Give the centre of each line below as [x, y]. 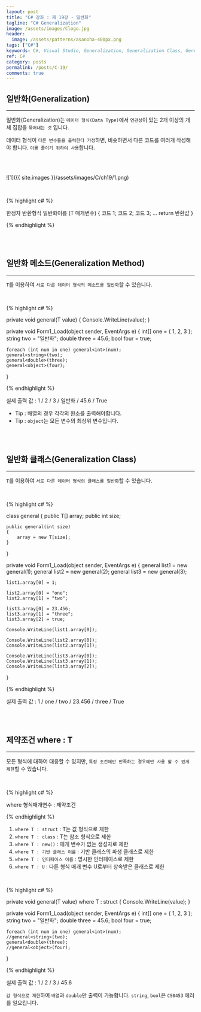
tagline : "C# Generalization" [44, 23]
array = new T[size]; [44, 537]
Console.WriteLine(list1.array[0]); [52, 629]
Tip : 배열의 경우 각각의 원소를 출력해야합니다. [68, 413]
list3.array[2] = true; [36, 619]
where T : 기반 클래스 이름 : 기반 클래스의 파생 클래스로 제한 [84, 852]
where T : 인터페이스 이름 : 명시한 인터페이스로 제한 [74, 859]
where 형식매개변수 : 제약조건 [41, 805]
